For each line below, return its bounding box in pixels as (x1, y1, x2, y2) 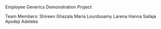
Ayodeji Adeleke (5, 19, 38, 24)
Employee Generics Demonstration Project (5, 4, 92, 10)
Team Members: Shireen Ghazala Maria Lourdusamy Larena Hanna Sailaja (5, 14, 157, 19)
